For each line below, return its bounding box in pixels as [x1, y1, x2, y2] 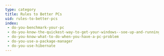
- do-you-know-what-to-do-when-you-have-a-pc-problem [7, 35, 119, 39]
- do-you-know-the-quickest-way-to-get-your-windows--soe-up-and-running [7, 30, 161, 35]
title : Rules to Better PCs [5, 12, 62, 17]
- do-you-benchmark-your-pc [7, 25, 64, 30]
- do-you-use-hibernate [7, 43, 56, 48]
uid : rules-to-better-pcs [5, 16, 58, 21]
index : [5, 20, 19, 26]
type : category [5, 7, 36, 12]
